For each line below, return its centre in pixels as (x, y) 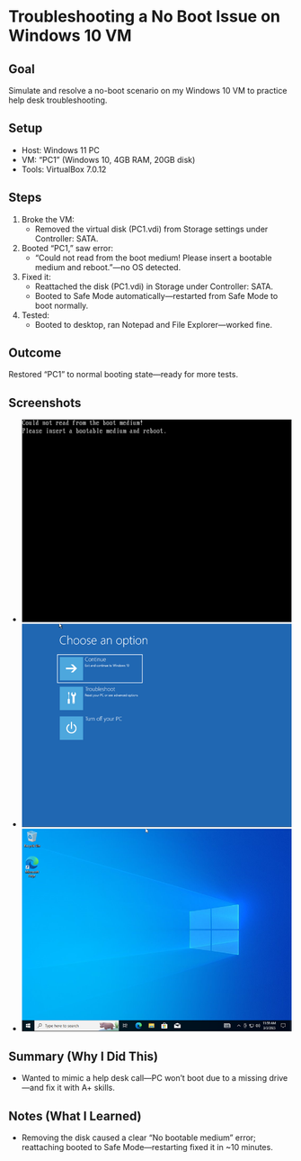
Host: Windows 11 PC (60, 150)
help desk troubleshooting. (58, 100)
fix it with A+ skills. (80, 1088)
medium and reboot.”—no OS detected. (108, 267)
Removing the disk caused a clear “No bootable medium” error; (139, 1138)
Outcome (35, 353)
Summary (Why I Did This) (84, 1057)
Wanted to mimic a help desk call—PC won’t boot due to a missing (144, 1078)
